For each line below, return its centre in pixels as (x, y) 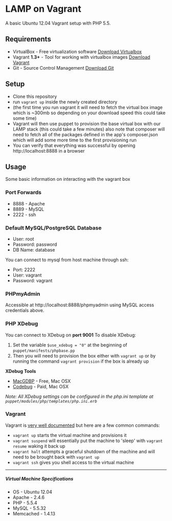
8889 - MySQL (28, 209)
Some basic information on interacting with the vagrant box (68, 179)
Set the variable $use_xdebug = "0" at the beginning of (70, 345)
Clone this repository (35, 96)
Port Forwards (24, 193)
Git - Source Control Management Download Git (63, 68)
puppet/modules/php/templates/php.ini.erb (51, 401)
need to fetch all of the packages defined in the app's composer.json (85, 134)
